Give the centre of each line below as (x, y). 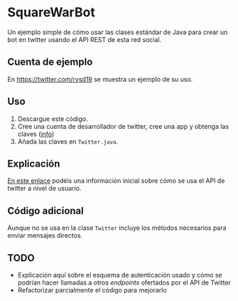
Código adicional (45, 211)
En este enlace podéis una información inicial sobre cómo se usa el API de (116, 181)
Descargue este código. (53, 119)
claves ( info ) (36, 134)
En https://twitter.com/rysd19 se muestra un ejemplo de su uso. (100, 79)
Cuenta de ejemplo (50, 62)
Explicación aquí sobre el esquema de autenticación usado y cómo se (120, 275)
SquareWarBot (52, 12)
